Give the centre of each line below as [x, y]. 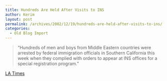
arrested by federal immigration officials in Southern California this [86, 53]
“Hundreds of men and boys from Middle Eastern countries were [84, 48]
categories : [18, 29]
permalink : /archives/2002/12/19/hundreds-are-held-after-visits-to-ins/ [84, 24]
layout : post [19, 19]
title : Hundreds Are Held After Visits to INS [55, 10]
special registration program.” [48, 64]
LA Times [15, 73]
